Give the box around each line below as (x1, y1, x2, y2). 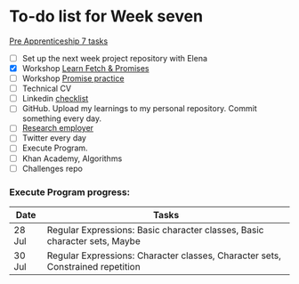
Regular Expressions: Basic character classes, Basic (46, 223, 264, 236)
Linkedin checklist (21, 93, 89, 104)
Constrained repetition (46, 260, 141, 272)
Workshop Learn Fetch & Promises (21, 63, 149, 73)
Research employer (21, 123, 94, 134)
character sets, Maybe (46, 234, 141, 247)
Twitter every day (21, 133, 87, 143)
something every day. (21, 113, 102, 124)
